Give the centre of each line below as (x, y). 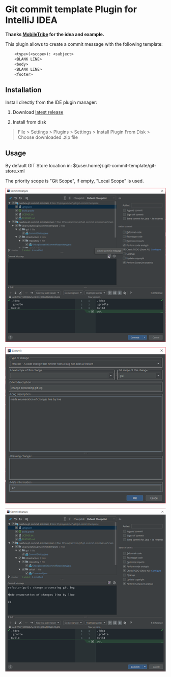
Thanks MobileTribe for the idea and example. (55, 34)
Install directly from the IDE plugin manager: (51, 102)
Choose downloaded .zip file (48, 137)
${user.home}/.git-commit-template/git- (115, 165)
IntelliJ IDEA (31, 20)
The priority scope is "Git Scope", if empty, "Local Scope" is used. (75, 181)
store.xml (15, 171)
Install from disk (30, 122)
